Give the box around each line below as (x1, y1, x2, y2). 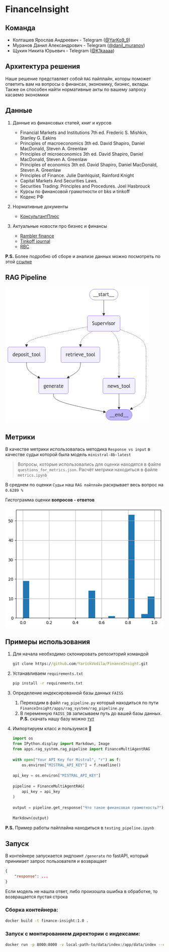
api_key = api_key (22, 789, 60, 794)
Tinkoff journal (20, 238, 50, 244)
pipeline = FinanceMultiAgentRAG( (12, 784, 85, 789)
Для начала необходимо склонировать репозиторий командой (12, 651, 149, 657)
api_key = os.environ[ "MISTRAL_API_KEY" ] (12, 773, 101, 778)
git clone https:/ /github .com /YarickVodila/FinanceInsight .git (12, 661, 148, 666)
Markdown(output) (12, 815, 49, 821)
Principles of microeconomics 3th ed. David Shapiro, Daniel (20, 151, 143, 157)
